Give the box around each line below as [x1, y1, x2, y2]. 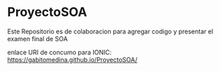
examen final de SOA [7, 34, 68, 42]
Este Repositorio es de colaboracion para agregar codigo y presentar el [7, 27, 214, 35]
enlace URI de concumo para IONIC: [7, 48, 112, 56]
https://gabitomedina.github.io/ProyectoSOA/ [7, 55, 138, 63]
